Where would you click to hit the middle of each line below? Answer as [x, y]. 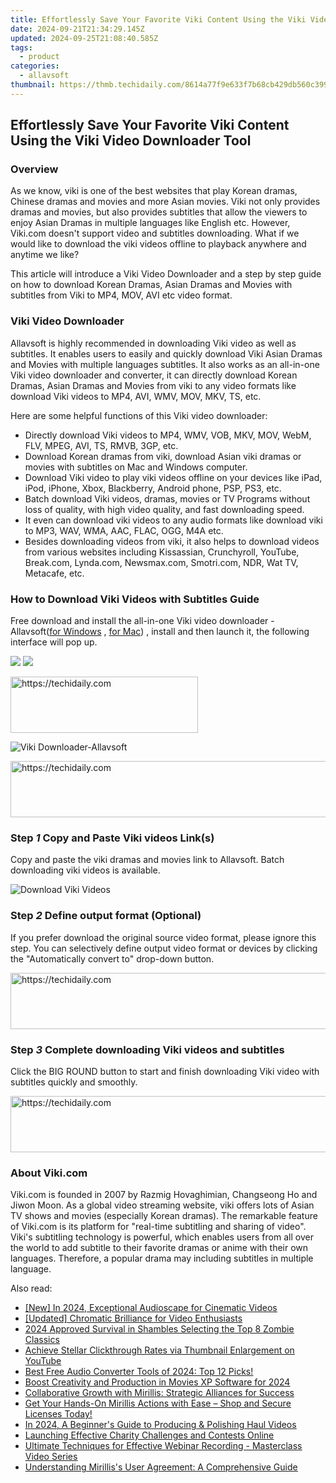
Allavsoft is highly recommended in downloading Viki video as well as [153, 343]
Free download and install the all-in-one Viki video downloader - [142, 621]
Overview [34, 169]
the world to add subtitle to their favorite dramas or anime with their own [159, 1248]
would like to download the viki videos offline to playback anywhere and [158, 244]
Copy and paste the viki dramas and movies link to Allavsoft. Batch [147, 860]
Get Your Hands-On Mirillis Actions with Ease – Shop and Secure [158, 1403]
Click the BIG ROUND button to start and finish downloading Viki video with [165, 1071]
